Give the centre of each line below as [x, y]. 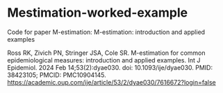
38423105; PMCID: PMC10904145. [57, 75]
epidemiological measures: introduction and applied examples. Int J [104, 60]
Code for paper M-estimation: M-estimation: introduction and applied [106, 32]
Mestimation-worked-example [98, 13]
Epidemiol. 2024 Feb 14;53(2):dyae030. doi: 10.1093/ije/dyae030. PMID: [110, 67]
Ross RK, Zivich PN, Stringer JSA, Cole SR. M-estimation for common [106, 53]
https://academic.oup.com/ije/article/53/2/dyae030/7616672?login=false [112, 82]
